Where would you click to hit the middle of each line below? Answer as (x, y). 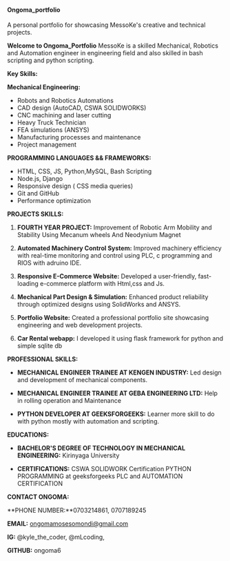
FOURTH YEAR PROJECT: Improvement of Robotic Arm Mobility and (114, 227)
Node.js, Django (40, 179)
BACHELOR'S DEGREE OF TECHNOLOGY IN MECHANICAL (101, 448)
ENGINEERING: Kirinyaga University (68, 455)
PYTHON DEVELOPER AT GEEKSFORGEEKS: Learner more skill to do (116, 414)
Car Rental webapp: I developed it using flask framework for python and (120, 339)
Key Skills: (22, 74)
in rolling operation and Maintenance (69, 401)
